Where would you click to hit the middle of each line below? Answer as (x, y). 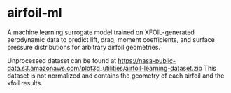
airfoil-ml (35, 13)
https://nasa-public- (147, 60)
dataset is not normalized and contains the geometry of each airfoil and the (116, 76)
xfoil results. (25, 83)
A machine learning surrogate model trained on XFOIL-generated (101, 32)
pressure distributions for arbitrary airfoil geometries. (84, 47)
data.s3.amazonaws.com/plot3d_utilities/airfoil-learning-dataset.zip (105, 68)
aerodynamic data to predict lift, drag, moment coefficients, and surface (111, 39)
